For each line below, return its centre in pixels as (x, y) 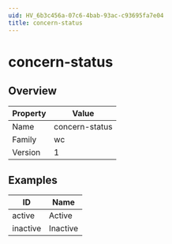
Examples (33, 180)
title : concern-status (45, 23)
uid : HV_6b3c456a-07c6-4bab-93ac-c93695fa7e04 (86, 15)
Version (26, 152)
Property (29, 113)
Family (24, 139)
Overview (33, 91)
